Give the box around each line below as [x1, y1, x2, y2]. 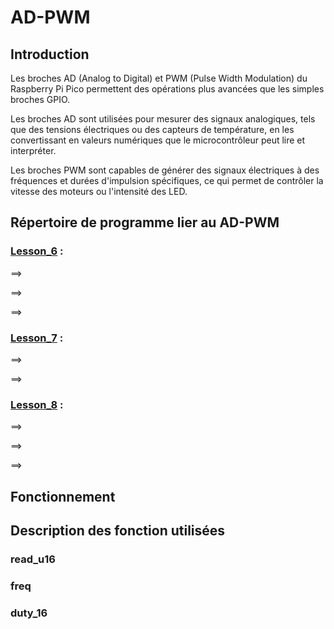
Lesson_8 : [10, 397, 64, 411]
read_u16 [10, 552, 56, 566]
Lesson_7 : [10, 331, 64, 345]
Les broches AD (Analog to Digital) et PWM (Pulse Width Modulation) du [10, 72, 308, 84]
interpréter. [10, 145, 57, 156]
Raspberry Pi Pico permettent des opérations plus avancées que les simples [10, 83, 325, 95]
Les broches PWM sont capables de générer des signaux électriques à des [10, 164, 320, 176]
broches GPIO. [10, 94, 71, 105]
